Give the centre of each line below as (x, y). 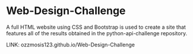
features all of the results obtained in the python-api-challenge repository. (97, 33)
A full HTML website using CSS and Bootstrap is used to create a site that (96, 27)
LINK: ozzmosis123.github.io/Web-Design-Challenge (71, 45)
